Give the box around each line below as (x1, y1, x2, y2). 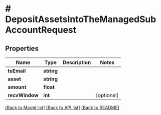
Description (62, 59, 91, 65)
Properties (5, 44, 39, 52)
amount (7, 83, 26, 90)
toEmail (7, 67, 26, 74)
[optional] (95, 92, 119, 98)
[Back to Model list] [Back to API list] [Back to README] (5, 104, 120, 110)
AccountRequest (5, 24, 76, 35)
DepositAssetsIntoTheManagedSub (5, 13, 157, 25)
